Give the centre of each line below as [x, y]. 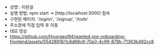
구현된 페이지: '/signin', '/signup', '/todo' [49, 19]
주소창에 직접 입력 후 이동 [34, 25]
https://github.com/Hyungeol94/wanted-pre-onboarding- [68, 37]
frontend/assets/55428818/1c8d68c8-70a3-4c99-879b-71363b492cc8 [82, 42]
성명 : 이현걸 [22, 7]
